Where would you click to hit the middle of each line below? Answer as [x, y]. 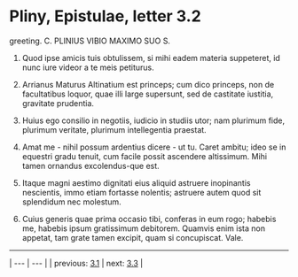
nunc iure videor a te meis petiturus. [88, 67]
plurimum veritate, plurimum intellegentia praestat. [114, 129]
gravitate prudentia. [58, 103]
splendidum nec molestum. [71, 202]
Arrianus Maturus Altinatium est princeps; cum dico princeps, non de [148, 84]
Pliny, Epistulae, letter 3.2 [105, 16]
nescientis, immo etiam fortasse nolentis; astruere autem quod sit [141, 192]
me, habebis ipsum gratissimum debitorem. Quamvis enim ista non [144, 228]
